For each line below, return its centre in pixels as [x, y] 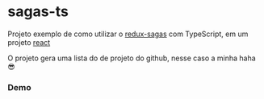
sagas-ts [38, 12]
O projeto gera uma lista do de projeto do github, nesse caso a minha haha [132, 58]
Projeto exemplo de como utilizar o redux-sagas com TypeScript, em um [128, 34]
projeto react [29, 42]
